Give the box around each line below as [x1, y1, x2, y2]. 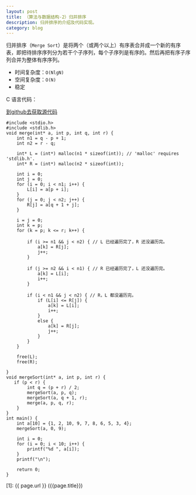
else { [37, 318, 54, 324]
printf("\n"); [16, 456, 51, 463]
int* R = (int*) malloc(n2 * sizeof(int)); [16, 161, 125, 167]
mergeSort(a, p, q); [27, 390, 77, 396]
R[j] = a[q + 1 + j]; [27, 202, 80, 208]
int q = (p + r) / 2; [27, 385, 80, 391]
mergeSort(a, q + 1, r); [27, 395, 88, 401]
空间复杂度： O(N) [14, 76, 57, 83]
